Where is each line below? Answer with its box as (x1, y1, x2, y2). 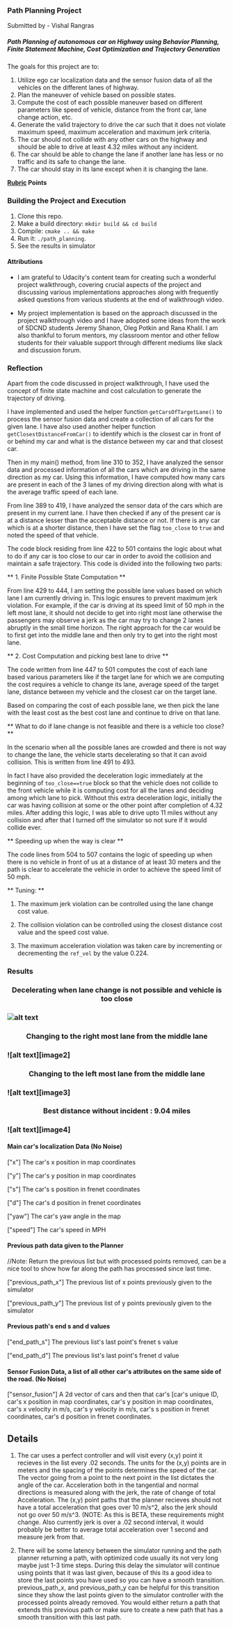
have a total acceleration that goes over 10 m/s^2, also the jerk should (17, 1503, 218, 1511)
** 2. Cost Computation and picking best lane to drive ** (7, 652, 169, 660)
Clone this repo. (17, 212, 63, 220)
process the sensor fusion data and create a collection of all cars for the (7, 415, 214, 424)
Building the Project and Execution (7, 196, 127, 206)
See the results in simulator (17, 242, 96, 250)
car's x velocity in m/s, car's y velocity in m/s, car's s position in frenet (7, 1405, 210, 1414)
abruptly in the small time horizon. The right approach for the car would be (7, 623, 221, 632)
